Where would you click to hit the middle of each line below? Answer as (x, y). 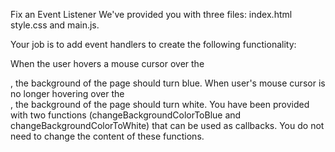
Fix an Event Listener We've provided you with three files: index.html (151, 14)
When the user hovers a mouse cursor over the (107, 63)
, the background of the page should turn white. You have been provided (160, 104)
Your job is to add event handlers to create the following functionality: (153, 44)
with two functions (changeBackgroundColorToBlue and (126, 115)
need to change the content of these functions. (107, 136)
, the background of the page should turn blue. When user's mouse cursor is (168, 83)
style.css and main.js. (55, 25)
